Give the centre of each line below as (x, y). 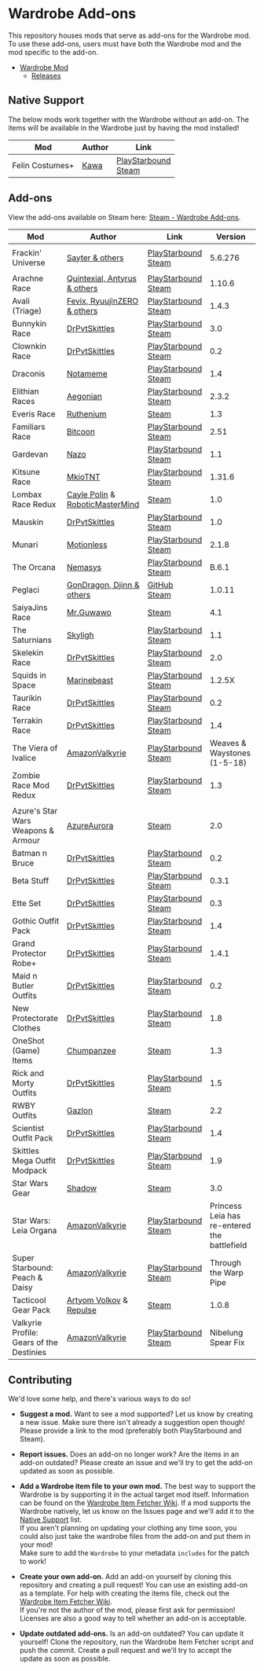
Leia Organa (35, 1230)
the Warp (226, 1273)
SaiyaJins (30, 608)
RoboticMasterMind (103, 504)
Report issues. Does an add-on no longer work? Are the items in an (129, 1454)
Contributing (40, 1380)
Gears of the (35, 1342)
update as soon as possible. (65, 1658)
